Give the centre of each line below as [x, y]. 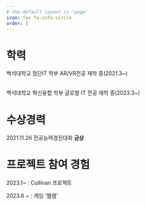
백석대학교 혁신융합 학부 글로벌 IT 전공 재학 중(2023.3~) [73, 93]
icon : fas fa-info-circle [39, 18]
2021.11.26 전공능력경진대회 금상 [45, 138]
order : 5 [17, 23]
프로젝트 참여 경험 [48, 165]
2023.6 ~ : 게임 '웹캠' [32, 196]
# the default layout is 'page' [47, 12]
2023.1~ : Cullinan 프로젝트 [39, 183]
